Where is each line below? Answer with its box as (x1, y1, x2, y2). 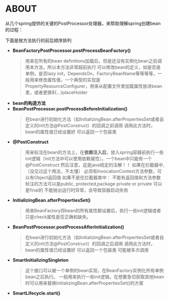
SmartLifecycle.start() (12, 290, 61, 296)
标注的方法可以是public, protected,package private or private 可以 (25, 180, 162, 187)
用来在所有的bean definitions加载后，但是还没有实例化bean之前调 (25, 57, 162, 64)
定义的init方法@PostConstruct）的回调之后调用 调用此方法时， (25, 240, 155, 247)
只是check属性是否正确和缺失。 (25, 214, 91, 220)
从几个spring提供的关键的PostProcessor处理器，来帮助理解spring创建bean (5, 20, 161, 26)
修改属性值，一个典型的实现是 (38, 77, 101, 83)
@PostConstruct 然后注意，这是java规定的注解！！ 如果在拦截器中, (25, 162, 164, 168)
